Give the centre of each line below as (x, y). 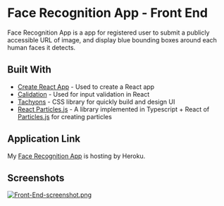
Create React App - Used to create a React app (86, 87)
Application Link (44, 139)
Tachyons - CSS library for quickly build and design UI (96, 102)
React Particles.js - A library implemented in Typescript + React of (113, 109)
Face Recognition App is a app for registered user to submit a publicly (108, 32)
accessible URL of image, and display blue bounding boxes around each (112, 40)
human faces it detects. (42, 47)
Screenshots (36, 178)
